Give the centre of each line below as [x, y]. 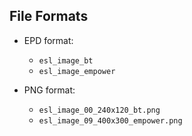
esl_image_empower [77, 71]
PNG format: [49, 90]
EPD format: [48, 40]
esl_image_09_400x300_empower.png [110, 120]
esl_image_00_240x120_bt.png [99, 110]
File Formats [49, 16]
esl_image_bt [66, 60]
